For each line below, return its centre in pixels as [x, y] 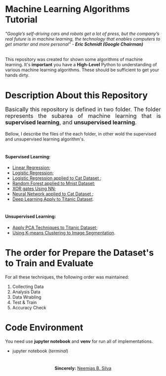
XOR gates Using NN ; [34, 188]
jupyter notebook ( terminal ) [40, 351]
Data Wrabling [27, 297]
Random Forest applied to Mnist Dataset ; [54, 184]
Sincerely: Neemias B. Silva [83, 368]
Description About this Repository [77, 95]
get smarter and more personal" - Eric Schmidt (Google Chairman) [74, 44]
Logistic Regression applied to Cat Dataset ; [57, 178]
